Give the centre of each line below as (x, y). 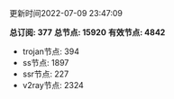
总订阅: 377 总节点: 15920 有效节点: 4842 (87, 32)
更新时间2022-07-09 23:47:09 (66, 13)
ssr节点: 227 (46, 74)
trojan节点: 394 (50, 51)
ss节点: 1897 (46, 63)
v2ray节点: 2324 (53, 85)
